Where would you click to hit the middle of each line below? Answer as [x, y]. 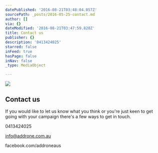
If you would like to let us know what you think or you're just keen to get [79, 111]
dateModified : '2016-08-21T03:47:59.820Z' [50, 28]
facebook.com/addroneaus [33, 146]
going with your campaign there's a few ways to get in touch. [68, 116]
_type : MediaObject [25, 65]
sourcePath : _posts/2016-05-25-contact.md [50, 14]
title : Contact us [24, 33]
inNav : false [19, 61]
